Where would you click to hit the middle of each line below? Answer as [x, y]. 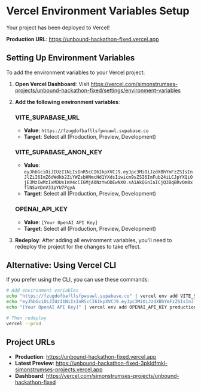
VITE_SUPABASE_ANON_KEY [59, 152]
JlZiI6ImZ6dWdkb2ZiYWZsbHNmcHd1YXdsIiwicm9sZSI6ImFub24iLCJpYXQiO [108, 178]
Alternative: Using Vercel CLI [61, 265]
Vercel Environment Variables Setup [98, 11]
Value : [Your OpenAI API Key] [61, 222]
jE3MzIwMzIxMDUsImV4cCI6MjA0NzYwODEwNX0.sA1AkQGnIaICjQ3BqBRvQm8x [108, 183]
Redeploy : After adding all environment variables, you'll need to [93, 240]
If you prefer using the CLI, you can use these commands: [78, 280]
